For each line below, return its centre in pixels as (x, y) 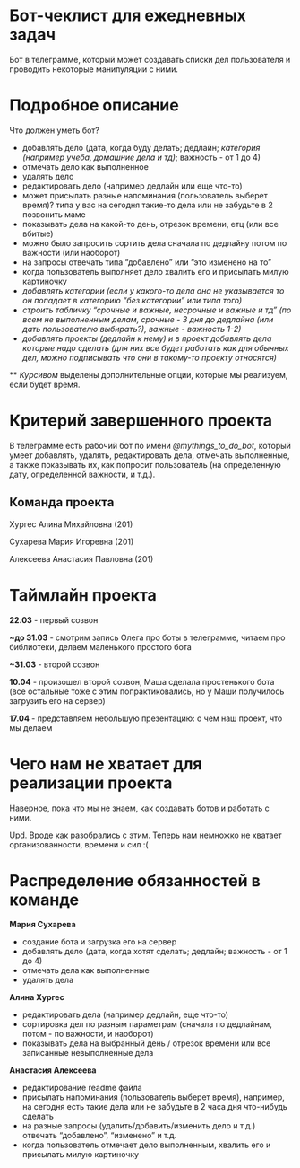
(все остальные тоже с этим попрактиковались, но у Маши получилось (147, 691)
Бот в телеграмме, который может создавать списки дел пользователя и (150, 59)
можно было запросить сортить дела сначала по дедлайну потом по (154, 242)
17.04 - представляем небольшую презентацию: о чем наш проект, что (146, 718)
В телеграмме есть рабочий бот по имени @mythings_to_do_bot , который (150, 445)
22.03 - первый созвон (54, 619)
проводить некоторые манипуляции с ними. (94, 69)
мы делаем (31, 727)
